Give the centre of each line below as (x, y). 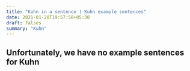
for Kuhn (23, 62)
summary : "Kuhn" (26, 28)
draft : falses (24, 23)
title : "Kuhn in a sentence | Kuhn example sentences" (76, 12)
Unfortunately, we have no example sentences (95, 52)
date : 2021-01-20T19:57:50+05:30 (48, 17)
